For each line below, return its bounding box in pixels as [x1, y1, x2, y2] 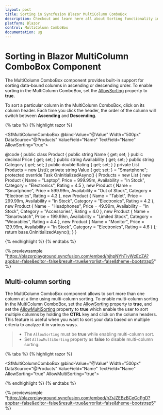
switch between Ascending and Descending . [5, 113, 97, 119]
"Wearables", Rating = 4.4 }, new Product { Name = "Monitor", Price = [5, 218, 145, 224]
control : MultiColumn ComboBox [5, 25, 68, 30]
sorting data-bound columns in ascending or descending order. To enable [5, 82, 153, 88]
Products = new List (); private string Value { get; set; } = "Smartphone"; [5, 167, 148, 173]
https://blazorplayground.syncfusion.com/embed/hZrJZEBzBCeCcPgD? [7, 395, 150, 400]
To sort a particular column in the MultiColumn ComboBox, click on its [5, 102, 145, 108]
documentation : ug [5, 30, 42, 35]
